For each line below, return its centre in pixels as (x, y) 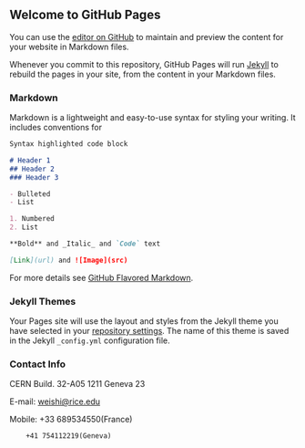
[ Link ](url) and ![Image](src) (69, 260)
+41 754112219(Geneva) (69, 436)
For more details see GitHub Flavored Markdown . (102, 277)
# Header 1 (30, 160)
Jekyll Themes (43, 301)
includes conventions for (56, 128)
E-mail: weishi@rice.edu (55, 401)
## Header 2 (32, 169)
